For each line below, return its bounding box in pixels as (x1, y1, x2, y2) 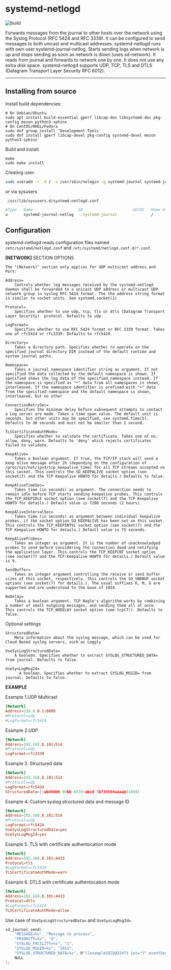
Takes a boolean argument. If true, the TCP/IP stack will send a (14, 456, 158, 461)
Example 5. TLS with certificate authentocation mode (5, 841, 117, 847)
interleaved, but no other (5, 394, 63, 399)
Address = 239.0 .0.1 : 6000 (5, 708, 56, 714)
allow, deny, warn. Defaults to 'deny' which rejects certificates (5, 438, 152, 443)
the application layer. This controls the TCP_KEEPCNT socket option (5, 550, 156, 555)
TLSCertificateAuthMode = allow (5, 908, 70, 913)
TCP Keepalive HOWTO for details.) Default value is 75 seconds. (5, 527, 147, 532)
